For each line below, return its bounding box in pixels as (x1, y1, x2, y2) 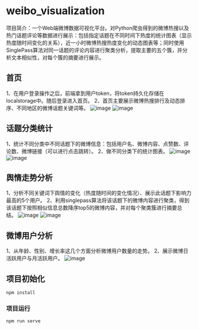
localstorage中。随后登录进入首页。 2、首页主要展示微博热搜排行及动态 (6, 97, 180, 104)
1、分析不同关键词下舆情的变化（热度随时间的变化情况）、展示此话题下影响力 (6, 189, 192, 197)
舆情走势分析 (6, 172, 53, 182)
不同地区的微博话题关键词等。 (16, 104, 89, 112)
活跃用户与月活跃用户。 (6, 255, 63, 262)
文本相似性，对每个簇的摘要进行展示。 (11, 54, 104, 61)
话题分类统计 (6, 123, 53, 133)
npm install (6, 290, 35, 296)
